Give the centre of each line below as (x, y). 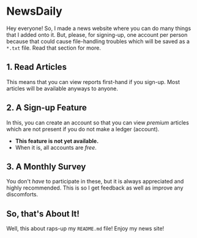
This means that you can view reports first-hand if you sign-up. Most (93, 82)
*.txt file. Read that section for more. (54, 48)
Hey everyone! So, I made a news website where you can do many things (99, 28)
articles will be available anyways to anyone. (62, 88)
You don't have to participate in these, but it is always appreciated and (95, 182)
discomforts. (22, 194)
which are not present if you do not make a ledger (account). (83, 129)
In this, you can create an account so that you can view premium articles (98, 122)
